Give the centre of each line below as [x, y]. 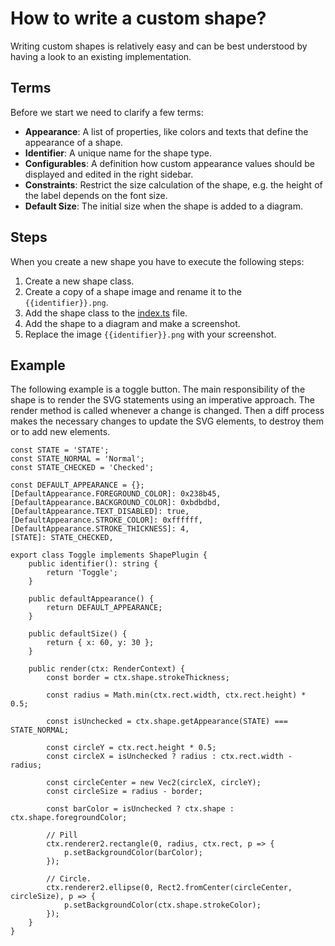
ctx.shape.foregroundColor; [69, 818]
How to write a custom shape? [138, 18]
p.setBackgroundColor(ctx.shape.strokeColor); [162, 905]
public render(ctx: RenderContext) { [107, 669]
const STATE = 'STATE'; [60, 450]
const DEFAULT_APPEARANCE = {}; [77, 485]
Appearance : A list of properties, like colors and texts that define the [166, 131]
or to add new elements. [60, 432]
